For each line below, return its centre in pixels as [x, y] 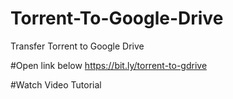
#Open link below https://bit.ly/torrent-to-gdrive [109, 65]
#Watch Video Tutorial [56, 84]
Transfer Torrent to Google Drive [77, 46]
